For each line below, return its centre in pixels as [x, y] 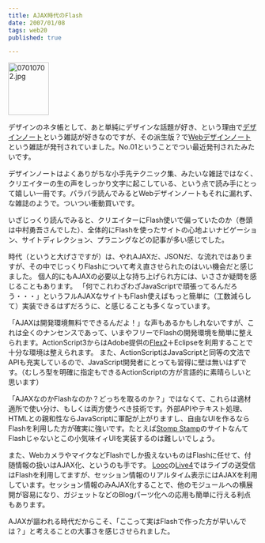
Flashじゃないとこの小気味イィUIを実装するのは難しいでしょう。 [114, 439]
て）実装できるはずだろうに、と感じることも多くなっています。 [112, 306]
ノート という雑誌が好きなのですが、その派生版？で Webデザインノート [136, 137]
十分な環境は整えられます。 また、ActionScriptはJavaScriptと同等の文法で [129, 353]
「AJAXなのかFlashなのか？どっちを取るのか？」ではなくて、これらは [123, 399]
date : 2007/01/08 [37, 23]
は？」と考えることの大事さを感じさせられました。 [91, 531]
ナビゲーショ [237, 230]
